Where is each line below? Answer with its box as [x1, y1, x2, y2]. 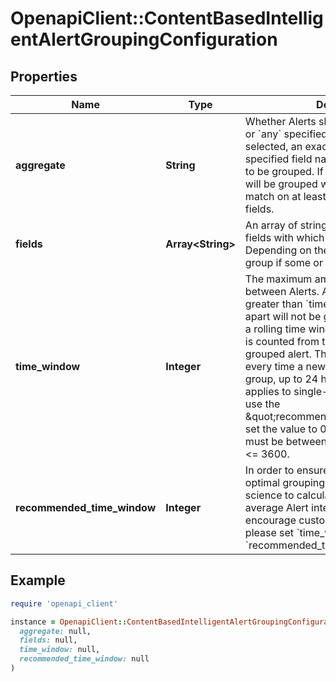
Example [10, 572, 66, 589]
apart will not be [244, 310, 322, 323]
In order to [244, 463, 295, 477]
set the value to [244, 422, 318, 436]
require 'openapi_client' [10, 598, 118, 609]
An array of [244, 218, 298, 232]
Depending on [244, 243, 312, 257]
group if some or [244, 256, 323, 269]
